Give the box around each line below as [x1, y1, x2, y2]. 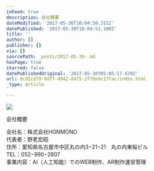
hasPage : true [6, 59, 42, 65]
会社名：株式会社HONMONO [6, 128, 78, 135]
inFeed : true [6, 8, 39, 15]
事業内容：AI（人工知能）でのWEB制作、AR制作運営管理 [6, 158, 146, 166]
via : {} [6, 48, 26, 54]
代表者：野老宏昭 [6, 136, 49, 143]
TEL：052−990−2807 [6, 151, 60, 158]
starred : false [6, 64, 45, 71]
